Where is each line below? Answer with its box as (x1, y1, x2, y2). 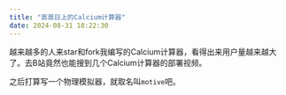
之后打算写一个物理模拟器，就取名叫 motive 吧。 (9, 76, 181, 86)
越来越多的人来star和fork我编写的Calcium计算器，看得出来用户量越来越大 (9, 46, 277, 57)
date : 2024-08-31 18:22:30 (9, 21, 109, 30)
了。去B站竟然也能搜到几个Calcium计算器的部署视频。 (9, 57, 207, 68)
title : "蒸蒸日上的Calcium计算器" (9, 12, 126, 22)
